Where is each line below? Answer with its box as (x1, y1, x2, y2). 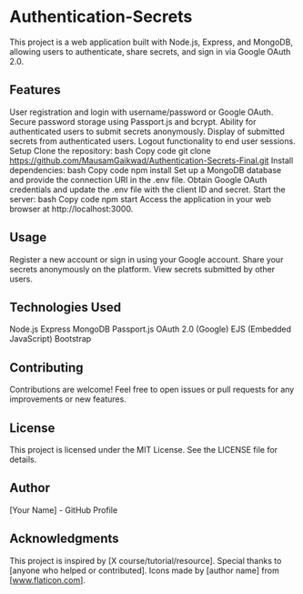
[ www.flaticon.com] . (9, 574, 86, 585)
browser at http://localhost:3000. (9, 203, 134, 214)
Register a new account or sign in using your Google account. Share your (9, 253, 284, 265)
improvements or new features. (9, 394, 127, 405)
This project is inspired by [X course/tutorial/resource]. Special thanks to (9, 555, 282, 566)
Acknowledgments (9, 531, 120, 547)
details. (9, 454, 37, 465)
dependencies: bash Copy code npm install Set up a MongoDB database (9, 164, 282, 175)
